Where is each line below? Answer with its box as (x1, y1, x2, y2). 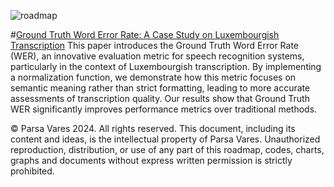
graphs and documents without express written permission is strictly (10, 155, 293, 166)
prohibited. (10, 165, 55, 177)
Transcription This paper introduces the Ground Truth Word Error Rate (10, 40, 300, 51)
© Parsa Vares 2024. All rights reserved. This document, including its (10, 123, 296, 134)
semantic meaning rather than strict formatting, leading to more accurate (10, 82, 311, 94)
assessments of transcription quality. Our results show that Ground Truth (10, 93, 310, 104)
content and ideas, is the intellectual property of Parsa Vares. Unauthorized (10, 133, 321, 145)
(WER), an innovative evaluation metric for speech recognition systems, (10, 50, 305, 62)
